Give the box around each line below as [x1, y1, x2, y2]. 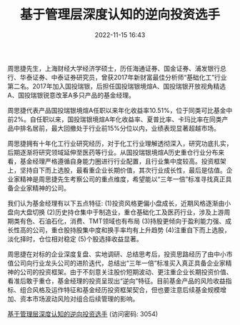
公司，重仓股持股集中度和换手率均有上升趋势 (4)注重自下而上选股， [31, 226, 231, 234]
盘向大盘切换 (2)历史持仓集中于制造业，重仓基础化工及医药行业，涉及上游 [7, 208, 224, 216]
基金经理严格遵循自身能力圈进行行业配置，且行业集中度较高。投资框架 [19, 156, 226, 165]
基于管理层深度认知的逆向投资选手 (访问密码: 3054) [7, 309, 159, 318]
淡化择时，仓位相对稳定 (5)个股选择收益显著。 [7, 234, 143, 243]
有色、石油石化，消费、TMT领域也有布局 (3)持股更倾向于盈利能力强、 [19, 216, 226, 225]
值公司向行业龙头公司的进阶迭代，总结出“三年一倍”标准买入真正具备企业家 [7, 259, 226, 267]
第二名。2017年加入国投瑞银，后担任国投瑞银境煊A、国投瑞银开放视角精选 [7, 81, 226, 90]
